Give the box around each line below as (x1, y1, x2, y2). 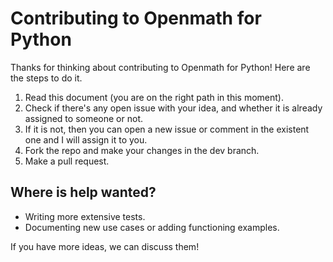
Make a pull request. (24, 155, 110, 167)
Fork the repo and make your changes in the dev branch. (24, 144, 260, 156)
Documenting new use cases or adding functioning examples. (24, 221, 280, 233)
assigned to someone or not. (24, 112, 143, 124)
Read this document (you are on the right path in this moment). (24, 91, 284, 103)
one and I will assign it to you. (24, 133, 148, 146)
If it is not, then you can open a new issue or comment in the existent (24, 123, 310, 135)
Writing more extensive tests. (24, 210, 146, 222)
